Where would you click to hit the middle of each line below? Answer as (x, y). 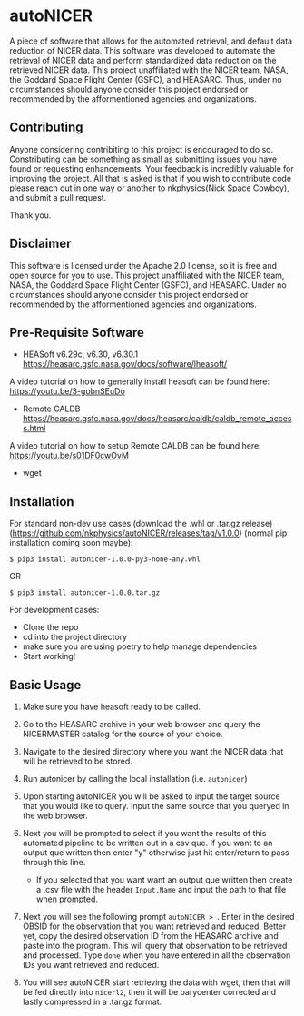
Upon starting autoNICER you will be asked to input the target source (151, 796)
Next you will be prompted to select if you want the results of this (144, 833)
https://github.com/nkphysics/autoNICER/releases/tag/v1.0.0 (126, 533)
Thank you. (30, 215)
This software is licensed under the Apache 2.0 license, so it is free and (143, 265)
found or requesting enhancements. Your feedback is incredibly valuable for (152, 168)
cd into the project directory (75, 637)
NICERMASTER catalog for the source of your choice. (123, 734)
